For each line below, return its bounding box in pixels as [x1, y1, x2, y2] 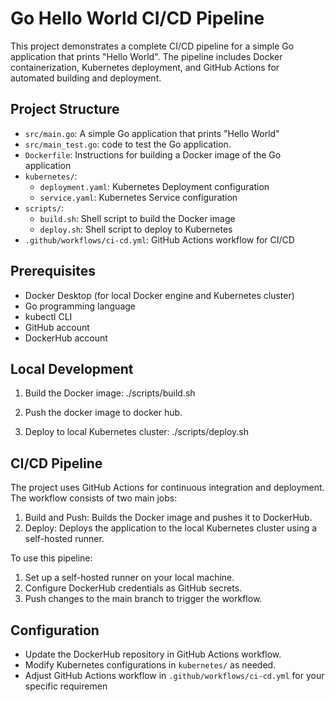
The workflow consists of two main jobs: [10, 492, 178, 504]
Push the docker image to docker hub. [24, 407, 183, 419]
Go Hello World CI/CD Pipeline [10, 7, 265, 30]
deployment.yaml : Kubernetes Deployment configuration [39, 180, 270, 192]
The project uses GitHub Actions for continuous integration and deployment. [10, 482, 325, 494]
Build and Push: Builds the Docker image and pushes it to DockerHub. [24, 512, 313, 524]
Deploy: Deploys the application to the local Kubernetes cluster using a [24, 522, 318, 534]
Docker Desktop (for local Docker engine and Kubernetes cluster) [24, 289, 295, 301]
